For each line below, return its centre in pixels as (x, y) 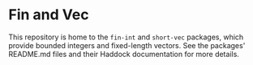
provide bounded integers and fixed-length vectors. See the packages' (127, 45)
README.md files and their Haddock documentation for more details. (124, 54)
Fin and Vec (49, 15)
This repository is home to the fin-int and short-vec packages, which (126, 37)
